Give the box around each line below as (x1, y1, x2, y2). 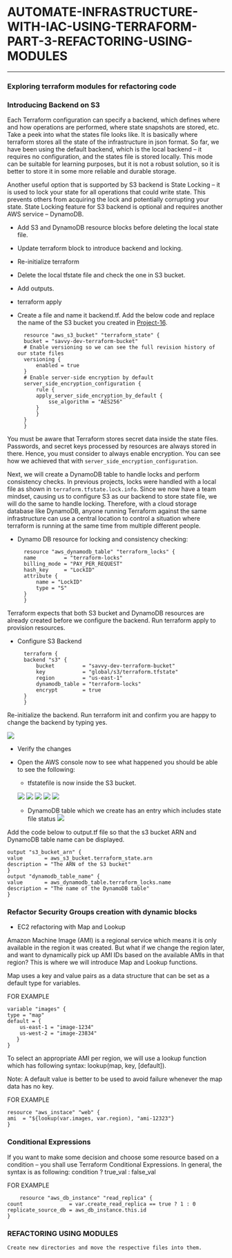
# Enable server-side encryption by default (23, 374, 154, 381)
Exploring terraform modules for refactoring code (7, 81, 177, 91)
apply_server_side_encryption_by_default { (35, 392, 164, 400)
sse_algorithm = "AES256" (48, 398, 123, 405)
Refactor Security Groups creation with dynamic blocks (7, 907, 197, 917)
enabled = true (35, 362, 79, 369)
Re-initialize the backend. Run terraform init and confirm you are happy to (7, 711, 217, 719)
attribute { (23, 573, 58, 580)
